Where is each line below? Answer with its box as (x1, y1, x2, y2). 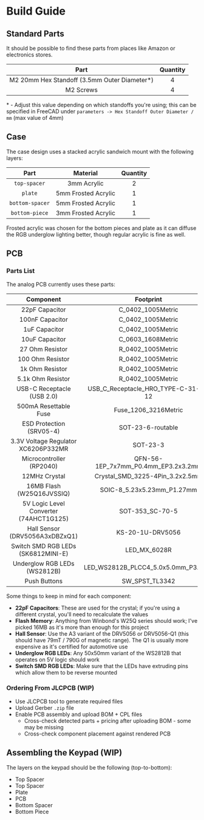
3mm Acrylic (67, 179, 104, 187)
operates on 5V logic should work (15, 656, 100, 663)
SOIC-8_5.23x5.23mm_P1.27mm (100, 485, 197, 494)
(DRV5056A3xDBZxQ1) (9, 532, 78, 540)
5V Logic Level (22, 499, 65, 507)
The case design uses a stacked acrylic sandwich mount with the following (6, 148, 194, 155)
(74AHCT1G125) (18, 514, 69, 523)
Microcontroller (21, 454, 66, 463)
